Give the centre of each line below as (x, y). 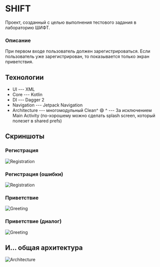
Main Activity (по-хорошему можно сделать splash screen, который (84, 116)
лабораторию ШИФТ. (28, 27)
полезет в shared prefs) (37, 121)
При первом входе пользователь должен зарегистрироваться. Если (78, 51)
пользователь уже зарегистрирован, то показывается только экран (77, 56)
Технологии (24, 77)
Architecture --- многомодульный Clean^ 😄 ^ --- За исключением (82, 110)
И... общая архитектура (44, 248)
